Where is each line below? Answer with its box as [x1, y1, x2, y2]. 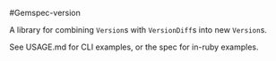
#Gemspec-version [9, 8, 81, 18]
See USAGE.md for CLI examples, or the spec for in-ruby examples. [9, 42, 259, 52]
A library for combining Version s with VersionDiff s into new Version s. [9, 25, 267, 34]
